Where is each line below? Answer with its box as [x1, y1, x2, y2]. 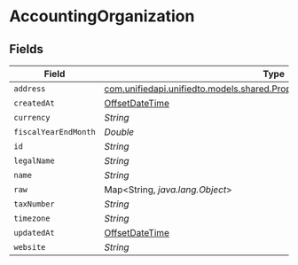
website [13, 242, 46, 252]
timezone [13, 214, 51, 223]
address [13, 84, 46, 94]
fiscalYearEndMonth [13, 127, 96, 136]
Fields [9, 42, 44, 57]
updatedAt [13, 228, 55, 238]
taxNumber [13, 199, 55, 209]
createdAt [13, 98, 55, 108]
